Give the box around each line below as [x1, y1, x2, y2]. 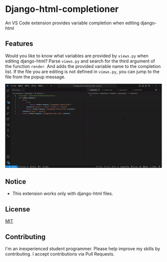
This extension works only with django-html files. [12, 191, 113, 196]
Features [5, 40, 33, 48]
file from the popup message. [5, 73, 66, 80]
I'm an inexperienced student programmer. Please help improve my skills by [5, 246, 161, 252]
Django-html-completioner [5, 3, 119, 15]
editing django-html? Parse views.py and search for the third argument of [5, 58, 155, 64]
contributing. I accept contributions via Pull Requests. [5, 251, 115, 257]
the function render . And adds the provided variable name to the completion [5, 63, 161, 69]
